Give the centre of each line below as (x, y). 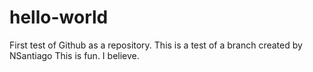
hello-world (59, 17)
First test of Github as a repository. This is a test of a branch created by (156, 45)
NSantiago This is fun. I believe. (74, 55)
